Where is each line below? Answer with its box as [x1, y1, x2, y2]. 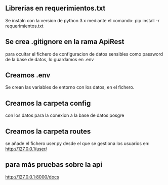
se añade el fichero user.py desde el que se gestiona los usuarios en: [5, 141, 150, 147]
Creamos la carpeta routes [5, 127, 91, 135]
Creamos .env [5, 71, 51, 80]
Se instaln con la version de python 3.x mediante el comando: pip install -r [5, 17, 160, 23]
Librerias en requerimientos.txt [5, 4, 106, 13]
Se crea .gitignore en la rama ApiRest [5, 37, 124, 46]
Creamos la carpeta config [5, 99, 91, 108]
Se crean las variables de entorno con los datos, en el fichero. [5, 84, 135, 90]
